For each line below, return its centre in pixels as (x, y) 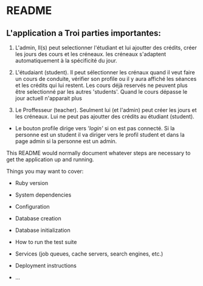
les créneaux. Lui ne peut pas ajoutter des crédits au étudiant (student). (105, 117)
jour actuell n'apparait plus (48, 98)
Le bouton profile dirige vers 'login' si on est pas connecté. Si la (95, 128)
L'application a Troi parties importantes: (84, 33)
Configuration (32, 207)
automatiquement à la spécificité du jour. (66, 61)
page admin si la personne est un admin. (66, 141)
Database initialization (43, 230)
